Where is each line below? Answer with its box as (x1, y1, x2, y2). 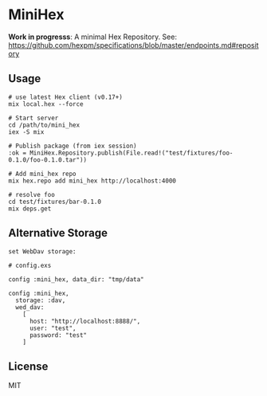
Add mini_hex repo (15, 170, 77, 178)
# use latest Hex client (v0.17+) (8, 93, 124, 101)
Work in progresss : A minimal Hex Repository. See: (8, 32, 178, 41)
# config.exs (8, 261, 52, 269)
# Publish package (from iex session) (8, 142, 137, 150)
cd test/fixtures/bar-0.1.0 (8, 198, 102, 206)
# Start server (8, 114, 59, 122)
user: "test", (29, 324, 77, 332)
